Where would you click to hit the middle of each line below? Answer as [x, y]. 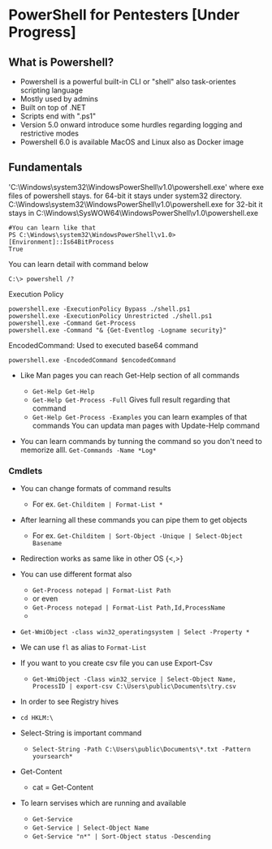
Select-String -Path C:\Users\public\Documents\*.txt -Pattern [142, 750]
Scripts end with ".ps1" [58, 116]
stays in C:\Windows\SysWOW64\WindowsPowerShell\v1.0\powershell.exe [133, 213]
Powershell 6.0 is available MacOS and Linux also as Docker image [132, 142]
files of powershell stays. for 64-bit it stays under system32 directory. [125, 196]
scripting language [52, 90]
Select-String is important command [81, 733]
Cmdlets [26, 471]
